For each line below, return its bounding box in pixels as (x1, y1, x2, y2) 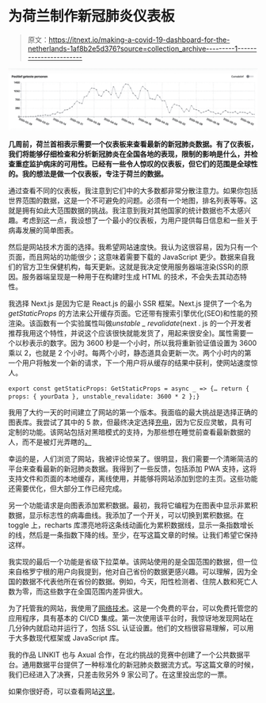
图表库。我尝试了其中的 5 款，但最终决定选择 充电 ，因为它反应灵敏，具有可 (8, 417, 253, 427)
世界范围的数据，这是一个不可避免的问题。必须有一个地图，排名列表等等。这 (8, 196, 258, 206)
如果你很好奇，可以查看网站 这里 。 (8, 686, 120, 697)
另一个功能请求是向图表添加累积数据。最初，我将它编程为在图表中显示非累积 (8, 500, 258, 511)
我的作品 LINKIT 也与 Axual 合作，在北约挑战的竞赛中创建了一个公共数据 (8, 650, 244, 659)
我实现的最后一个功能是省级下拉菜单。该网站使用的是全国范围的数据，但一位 (8, 557, 258, 567)
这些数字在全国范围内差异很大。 (42, 587, 147, 596)
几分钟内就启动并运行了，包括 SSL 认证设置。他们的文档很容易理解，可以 (8, 623, 247, 633)
